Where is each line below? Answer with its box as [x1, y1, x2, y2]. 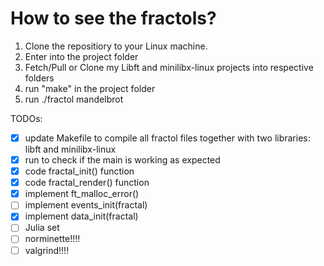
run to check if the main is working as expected [24, 154, 221, 166]
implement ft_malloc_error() [24, 188, 140, 200]
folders [24, 72, 55, 84]
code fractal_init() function [24, 165, 135, 177]
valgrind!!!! [24, 244, 70, 256]
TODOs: [10, 112, 43, 124]
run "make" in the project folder [24, 82, 156, 94]
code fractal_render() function [24, 177, 150, 189]
